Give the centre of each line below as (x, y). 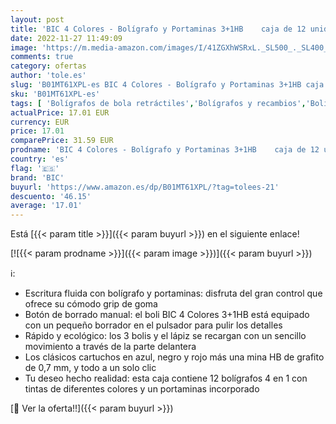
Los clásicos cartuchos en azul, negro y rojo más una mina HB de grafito (174, 357)
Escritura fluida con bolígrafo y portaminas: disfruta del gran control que (173, 293)
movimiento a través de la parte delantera (110, 347)
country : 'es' (40, 159)
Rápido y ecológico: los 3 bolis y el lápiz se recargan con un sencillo (165, 336)
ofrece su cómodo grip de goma (91, 304)
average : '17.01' (46, 206)
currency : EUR (40, 122)
